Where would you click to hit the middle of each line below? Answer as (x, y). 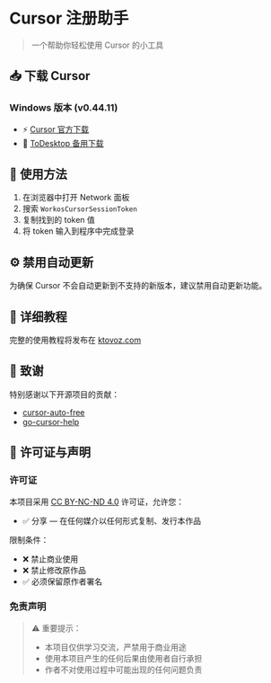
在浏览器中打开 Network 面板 (76, 198)
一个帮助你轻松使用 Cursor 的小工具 (97, 45)
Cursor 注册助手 (69, 18)
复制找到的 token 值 (59, 220)
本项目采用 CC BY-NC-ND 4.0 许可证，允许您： (97, 501)
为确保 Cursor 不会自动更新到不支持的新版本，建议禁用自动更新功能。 (138, 286)
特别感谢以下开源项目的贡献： (64, 394)
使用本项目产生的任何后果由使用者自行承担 (123, 658)
